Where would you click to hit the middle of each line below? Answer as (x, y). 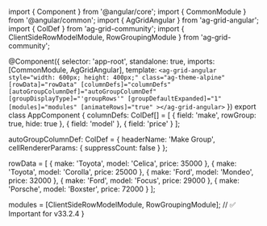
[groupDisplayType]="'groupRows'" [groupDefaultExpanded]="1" (115, 99)
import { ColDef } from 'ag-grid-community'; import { (96, 29)
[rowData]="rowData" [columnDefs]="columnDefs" (90, 84)
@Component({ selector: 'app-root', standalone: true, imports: (112, 61)
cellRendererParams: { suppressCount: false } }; (88, 148)
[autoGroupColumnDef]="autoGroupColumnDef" (83, 92)
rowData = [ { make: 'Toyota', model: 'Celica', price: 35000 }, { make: (123, 163)
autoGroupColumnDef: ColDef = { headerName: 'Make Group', (112, 139)
